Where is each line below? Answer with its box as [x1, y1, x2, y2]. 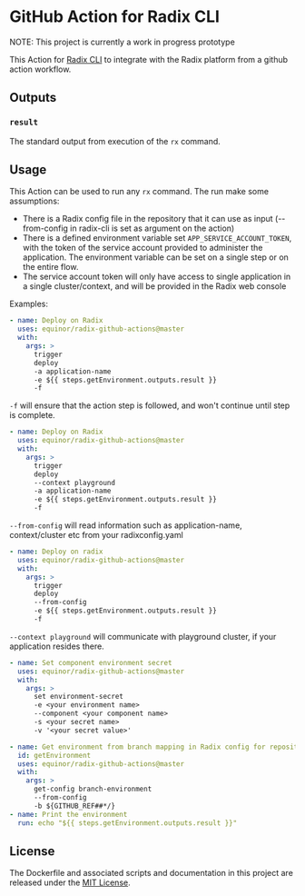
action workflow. [9, 64, 72, 75]
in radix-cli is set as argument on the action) [69, 223, 235, 234]
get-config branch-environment [33, 784, 152, 794]
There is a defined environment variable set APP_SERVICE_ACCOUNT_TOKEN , [22, 233, 292, 244]
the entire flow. [22, 262, 79, 273]
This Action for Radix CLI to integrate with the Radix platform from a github [9, 54, 289, 65]
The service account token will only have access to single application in [22, 271, 291, 283]
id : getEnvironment [17, 751, 92, 760]
